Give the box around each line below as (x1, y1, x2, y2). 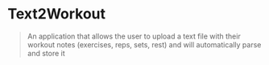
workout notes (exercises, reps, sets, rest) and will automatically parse (27, 39, 262, 49)
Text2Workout (7, 5, 106, 23)
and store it (27, 48, 65, 58)
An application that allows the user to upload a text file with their (27, 31, 241, 41)
